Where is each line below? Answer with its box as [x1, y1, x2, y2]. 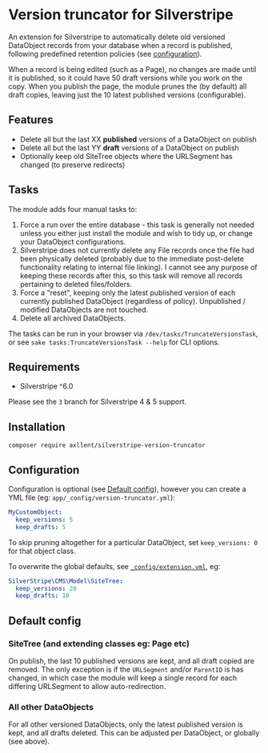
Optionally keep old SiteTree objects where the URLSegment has [19, 151, 234, 161]
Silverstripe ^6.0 [19, 381, 74, 391]
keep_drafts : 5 [15, 523, 66, 531]
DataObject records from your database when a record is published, [8, 40, 234, 50]
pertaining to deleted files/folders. [19, 279, 133, 289]
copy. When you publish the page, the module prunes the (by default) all [8, 82, 247, 91]
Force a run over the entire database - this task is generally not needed [19, 220, 254, 229]
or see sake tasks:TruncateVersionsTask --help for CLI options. [8, 337, 220, 347]
